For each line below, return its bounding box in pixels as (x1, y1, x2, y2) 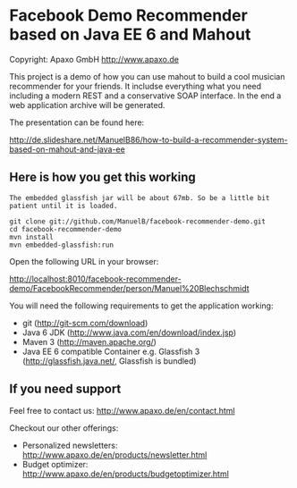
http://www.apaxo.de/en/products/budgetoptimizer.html (21, 468, 230, 479)
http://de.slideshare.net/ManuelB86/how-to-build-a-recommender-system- (9, 134, 288, 145)
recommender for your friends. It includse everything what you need (9, 80, 262, 91)
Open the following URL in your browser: (9, 256, 159, 266)
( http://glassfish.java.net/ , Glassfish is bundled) (21, 355, 197, 366)
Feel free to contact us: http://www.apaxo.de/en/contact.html (9, 405, 235, 416)
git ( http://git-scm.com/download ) (21, 317, 148, 328)
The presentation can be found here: (9, 117, 145, 128)
